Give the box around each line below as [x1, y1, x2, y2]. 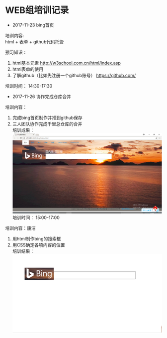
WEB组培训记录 [5, 4, 69, 16]
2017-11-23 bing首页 [12, 22, 54, 28]
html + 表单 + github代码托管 [5, 38, 64, 45]
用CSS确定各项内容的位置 [12, 242, 65, 248]
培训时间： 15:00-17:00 [12, 215, 60, 221]
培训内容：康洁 [5, 225, 36, 231]
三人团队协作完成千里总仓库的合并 [12, 120, 83, 127]
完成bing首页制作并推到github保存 [12, 114, 83, 120]
